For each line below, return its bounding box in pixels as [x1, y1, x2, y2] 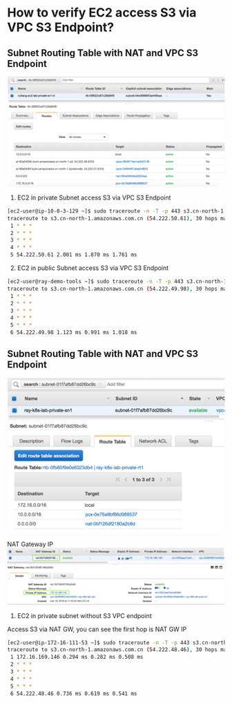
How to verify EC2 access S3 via [7, 5, 197, 21]
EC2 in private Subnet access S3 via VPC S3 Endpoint [17, 193, 171, 202]
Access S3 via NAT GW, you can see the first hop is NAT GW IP [7, 625, 187, 633]
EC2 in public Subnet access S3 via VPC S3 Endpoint [17, 264, 169, 272]
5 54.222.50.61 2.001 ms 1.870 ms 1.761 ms [10, 251, 137, 258]
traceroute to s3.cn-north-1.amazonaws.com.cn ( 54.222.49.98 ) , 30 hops [7, 285, 217, 292]
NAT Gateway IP [7, 540, 54, 548]
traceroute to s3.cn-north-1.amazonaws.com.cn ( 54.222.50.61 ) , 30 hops [7, 215, 217, 222]
